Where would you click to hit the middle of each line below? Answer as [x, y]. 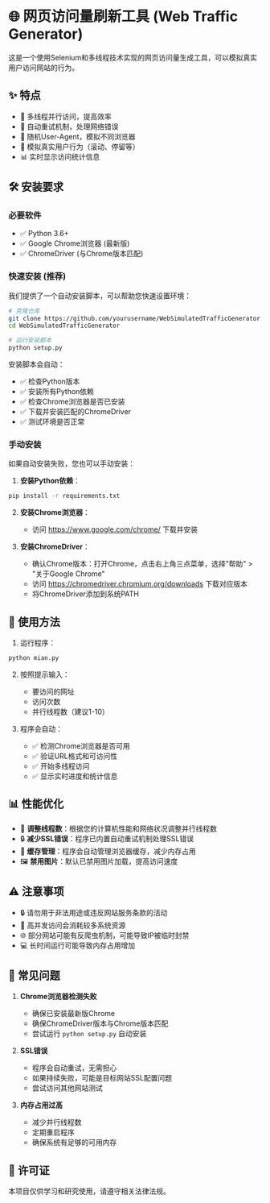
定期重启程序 [53, 1132]
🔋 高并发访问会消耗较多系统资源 [73, 925]
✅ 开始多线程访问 [61, 765]
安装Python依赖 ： [50, 481]
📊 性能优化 [36, 804]
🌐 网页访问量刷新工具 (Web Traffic [123, 17]
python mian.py [34, 658]
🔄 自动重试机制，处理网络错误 [69, 127]
